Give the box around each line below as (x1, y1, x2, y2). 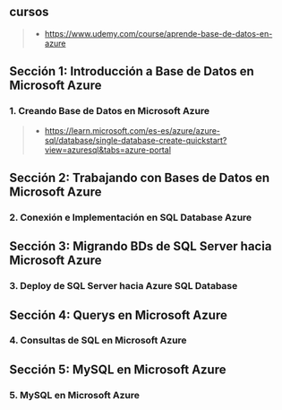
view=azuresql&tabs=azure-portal (44, 144, 172, 155)
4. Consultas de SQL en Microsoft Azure (9, 334, 187, 346)
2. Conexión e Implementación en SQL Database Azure (9, 211, 252, 223)
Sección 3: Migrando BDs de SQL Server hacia (9, 239, 272, 254)
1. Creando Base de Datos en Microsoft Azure (9, 105, 210, 118)
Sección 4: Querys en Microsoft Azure (9, 307, 228, 323)
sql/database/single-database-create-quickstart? (44, 135, 227, 145)
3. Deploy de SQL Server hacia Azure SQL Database (9, 280, 238, 292)
